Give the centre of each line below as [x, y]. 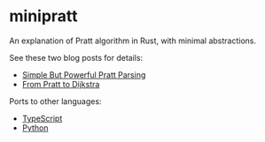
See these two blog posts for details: [76, 57]
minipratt [43, 16]
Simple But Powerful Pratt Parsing [84, 75]
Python [35, 127]
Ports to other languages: [55, 101]
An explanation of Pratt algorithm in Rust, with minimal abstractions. [133, 41]
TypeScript [42, 118]
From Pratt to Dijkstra [61, 84]
